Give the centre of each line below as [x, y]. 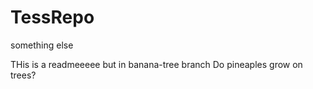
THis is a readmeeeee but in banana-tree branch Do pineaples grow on [156, 64]
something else [42, 45]
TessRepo [52, 17]
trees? [23, 75]
